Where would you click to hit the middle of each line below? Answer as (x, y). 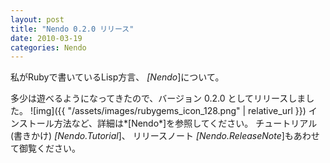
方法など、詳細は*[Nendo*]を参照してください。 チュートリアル (185, 123)
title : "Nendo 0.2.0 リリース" (72, 29)
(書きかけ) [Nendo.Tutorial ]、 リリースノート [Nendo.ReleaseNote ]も (152, 136)
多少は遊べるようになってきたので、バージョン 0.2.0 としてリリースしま (158, 98)
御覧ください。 (49, 148)
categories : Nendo (48, 47)
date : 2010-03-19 (46, 38)
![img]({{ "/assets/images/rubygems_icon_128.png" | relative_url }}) (168, 111)
